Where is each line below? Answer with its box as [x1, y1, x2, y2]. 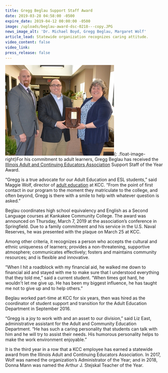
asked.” [5, 197, 21, 203]
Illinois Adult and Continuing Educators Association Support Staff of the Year [5, 161, 163, 167]
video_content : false [5, 40, 50, 45]
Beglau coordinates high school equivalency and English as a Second [5, 207, 148, 213]
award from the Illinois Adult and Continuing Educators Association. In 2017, [5, 351, 161, 357]
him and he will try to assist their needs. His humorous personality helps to [5, 331, 159, 337]
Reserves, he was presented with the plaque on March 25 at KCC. [5, 228, 141, 234]
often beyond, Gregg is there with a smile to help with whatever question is [5, 192, 159, 198]
